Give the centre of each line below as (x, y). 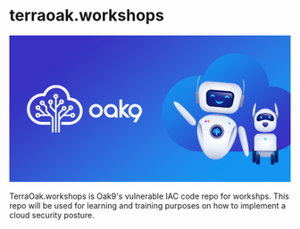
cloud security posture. (52, 216)
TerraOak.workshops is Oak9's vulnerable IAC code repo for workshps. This (150, 196)
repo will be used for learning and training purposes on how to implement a (147, 206)
